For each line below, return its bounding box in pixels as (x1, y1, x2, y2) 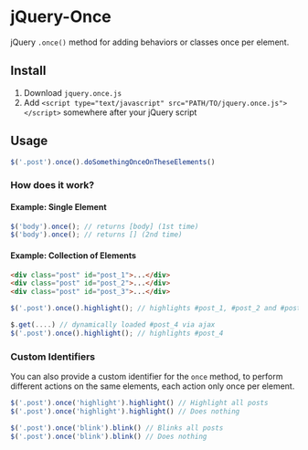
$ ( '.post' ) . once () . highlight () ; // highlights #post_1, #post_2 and (10, 304, 277, 313)
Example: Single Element (10, 201, 108, 212)
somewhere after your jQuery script (63, 107, 197, 118)
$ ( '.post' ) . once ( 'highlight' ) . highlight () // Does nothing (10, 406, 240, 416)
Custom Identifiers (10, 350, 96, 362)
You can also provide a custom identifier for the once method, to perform (10, 372, 283, 382)
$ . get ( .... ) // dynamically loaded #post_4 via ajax (10, 320, 216, 330)
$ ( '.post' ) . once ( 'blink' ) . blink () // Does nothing (10, 432, 207, 441)
